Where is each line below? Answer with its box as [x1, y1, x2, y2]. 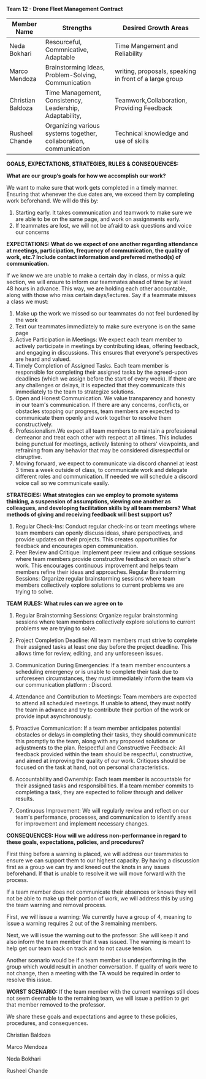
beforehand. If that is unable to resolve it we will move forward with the [6, 870, 186, 877]
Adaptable [45, 53, 75, 61]
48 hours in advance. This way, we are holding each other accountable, [6, 285, 188, 292]
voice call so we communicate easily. [15, 479, 110, 487]
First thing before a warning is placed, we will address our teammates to [6, 850, 189, 857]
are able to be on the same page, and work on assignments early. [15, 215, 181, 223]
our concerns [15, 228, 50, 236]
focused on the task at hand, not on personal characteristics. [15, 764, 170, 771]
